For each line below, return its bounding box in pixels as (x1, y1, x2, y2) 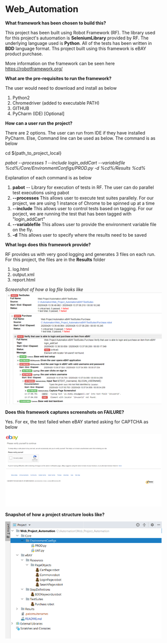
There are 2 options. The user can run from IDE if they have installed (5, 129, 146, 135)
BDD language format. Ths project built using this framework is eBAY (5, 45, 147, 51)
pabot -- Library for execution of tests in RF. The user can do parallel (12, 184, 154, 190)
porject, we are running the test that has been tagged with (12, 211, 132, 217)
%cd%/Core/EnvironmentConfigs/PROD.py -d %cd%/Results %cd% (5, 165, 146, 171)
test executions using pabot (12, 189, 70, 195)
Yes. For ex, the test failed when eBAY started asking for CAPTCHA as (5, 419, 149, 425)
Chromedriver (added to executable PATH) (12, 100, 100, 106)
